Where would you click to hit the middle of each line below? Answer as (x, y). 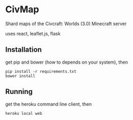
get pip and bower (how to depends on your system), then (66, 62)
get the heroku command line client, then (49, 104)
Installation (24, 50)
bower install (20, 76)
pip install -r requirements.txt (41, 71)
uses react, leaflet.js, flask (33, 33)
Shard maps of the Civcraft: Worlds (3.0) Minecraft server (66, 24)
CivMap (22, 9)
